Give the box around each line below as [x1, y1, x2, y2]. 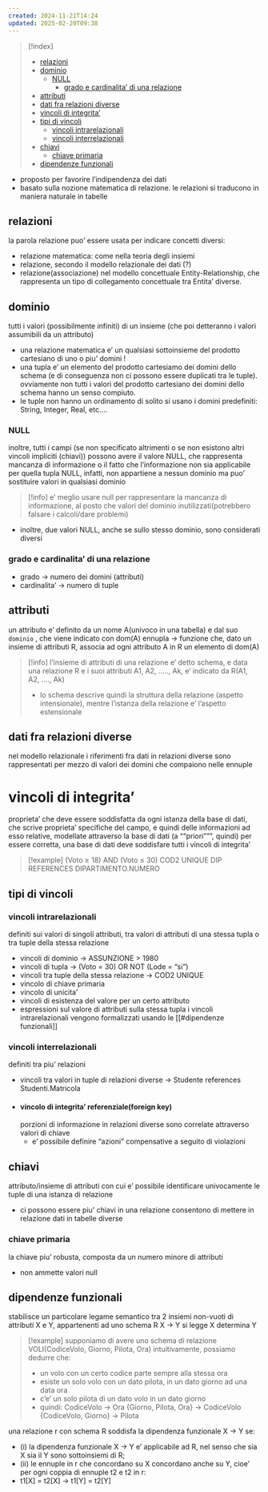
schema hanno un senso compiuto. [19, 388, 136, 397]
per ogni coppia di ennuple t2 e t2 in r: [19, 1467, 146, 1478]
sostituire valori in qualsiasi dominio [8, 477, 126, 487]
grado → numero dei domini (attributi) [19, 572, 145, 581]
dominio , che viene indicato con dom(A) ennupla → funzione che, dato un [8, 633, 252, 643]
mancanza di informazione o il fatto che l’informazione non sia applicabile [8, 460, 251, 469]
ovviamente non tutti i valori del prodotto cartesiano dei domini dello [19, 380, 245, 389]
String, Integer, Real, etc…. [19, 405, 108, 415]
